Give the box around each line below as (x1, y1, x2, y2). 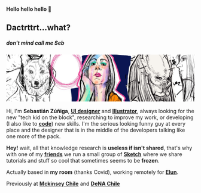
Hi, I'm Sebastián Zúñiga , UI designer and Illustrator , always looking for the (6, 107, 194, 114)
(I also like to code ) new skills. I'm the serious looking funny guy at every (6, 120, 186, 127)
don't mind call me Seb (6, 39, 65, 46)
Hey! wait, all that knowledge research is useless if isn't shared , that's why (6, 144, 193, 151)
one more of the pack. (6, 132, 61, 140)
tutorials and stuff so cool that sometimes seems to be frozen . (6, 157, 160, 164)
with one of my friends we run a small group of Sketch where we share (6, 150, 182, 158)
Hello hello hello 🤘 (6, 5, 52, 13)
